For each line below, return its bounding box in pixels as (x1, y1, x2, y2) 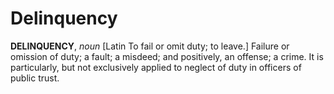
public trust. (10, 72, 60, 84)
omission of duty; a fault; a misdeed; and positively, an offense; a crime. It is (10, 50, 324, 62)
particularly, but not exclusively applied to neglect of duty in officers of (10, 61, 302, 73)
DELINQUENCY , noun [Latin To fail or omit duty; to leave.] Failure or (10, 40, 290, 52)
